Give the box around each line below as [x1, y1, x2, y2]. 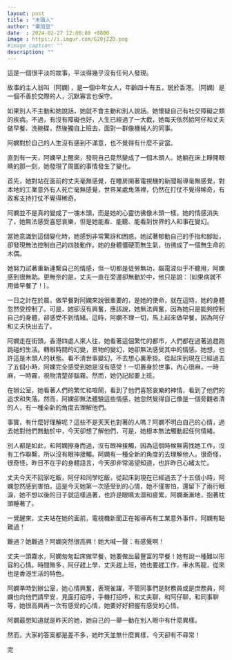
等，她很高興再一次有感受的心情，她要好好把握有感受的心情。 [7, 601, 183, 609]
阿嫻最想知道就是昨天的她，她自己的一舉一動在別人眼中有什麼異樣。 [7, 616, 201, 624]
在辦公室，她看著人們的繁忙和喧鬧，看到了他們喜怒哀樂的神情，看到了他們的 [7, 385, 225, 394]
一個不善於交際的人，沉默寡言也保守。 [7, 91, 116, 100]
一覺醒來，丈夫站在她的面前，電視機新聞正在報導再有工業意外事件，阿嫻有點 [7, 513, 225, 522]
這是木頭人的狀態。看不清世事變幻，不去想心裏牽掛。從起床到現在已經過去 [12, 354, 225, 362]
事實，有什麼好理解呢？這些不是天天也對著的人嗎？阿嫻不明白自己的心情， [7, 418, 219, 426]
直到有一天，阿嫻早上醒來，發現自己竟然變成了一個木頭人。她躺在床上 [7, 153, 207, 161]
